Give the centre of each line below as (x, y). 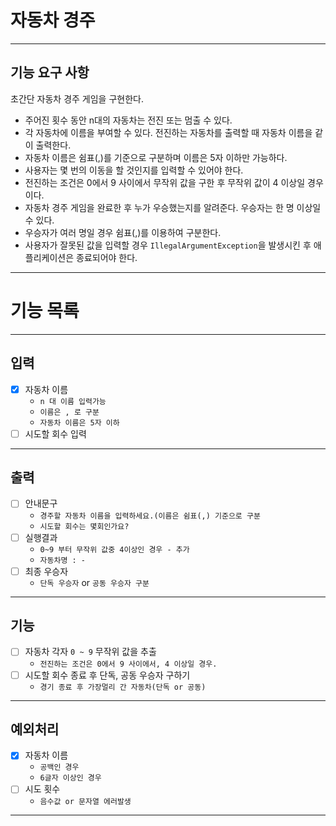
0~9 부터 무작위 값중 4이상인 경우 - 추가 (114, 549)
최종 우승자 (46, 571)
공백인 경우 (59, 767)
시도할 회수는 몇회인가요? (84, 526)
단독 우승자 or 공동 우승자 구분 (94, 582)
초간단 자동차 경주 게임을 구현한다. (77, 98)
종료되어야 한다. (107, 257)
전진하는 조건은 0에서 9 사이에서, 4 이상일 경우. (128, 664)
